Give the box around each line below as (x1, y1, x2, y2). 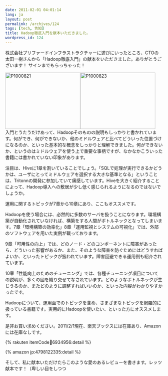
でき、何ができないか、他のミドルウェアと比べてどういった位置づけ (22, 135, 162, 141)
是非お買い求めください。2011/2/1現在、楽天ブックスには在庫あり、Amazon (5, 323, 161, 329)
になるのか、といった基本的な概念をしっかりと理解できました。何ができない (5, 141, 163, 148)
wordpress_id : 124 (5, 36, 43, 41)
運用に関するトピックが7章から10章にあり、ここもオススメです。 (5, 201, 139, 207)
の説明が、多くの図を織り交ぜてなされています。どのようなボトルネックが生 (5, 276, 162, 282)
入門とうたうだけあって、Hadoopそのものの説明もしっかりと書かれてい (5, 129, 152, 135)
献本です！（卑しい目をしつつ (5, 365, 66, 371)
